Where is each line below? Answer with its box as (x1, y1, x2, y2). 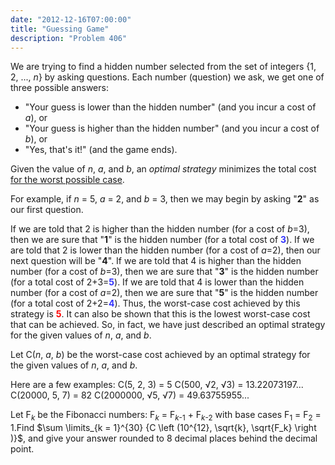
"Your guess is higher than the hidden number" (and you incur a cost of (24, 122, 320, 135)
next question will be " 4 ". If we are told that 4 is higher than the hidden (10, 255, 302, 267)
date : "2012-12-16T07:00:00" (10, 14, 132, 25)
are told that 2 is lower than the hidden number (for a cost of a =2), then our (10, 244, 321, 256)
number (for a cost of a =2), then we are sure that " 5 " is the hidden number (10, 287, 319, 299)
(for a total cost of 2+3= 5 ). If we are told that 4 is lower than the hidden (10, 276, 305, 288)
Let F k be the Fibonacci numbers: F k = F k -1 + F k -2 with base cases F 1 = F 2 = (10, 409, 322, 423)
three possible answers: (10, 82, 109, 94)
